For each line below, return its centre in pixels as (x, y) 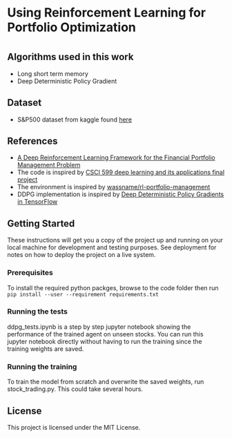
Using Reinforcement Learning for (106, 13)
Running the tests (37, 312)
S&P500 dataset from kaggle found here (75, 120)
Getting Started (41, 223)
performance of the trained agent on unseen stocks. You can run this (105, 334)
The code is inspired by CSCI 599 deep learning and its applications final (121, 172)
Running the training (42, 366)
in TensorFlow (37, 202)
